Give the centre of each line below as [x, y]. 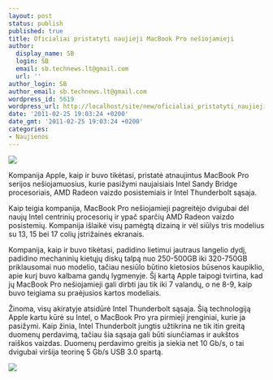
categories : [28, 129]
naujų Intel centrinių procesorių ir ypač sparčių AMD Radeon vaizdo [121, 217]
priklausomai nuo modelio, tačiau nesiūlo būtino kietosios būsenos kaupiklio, [136, 267]
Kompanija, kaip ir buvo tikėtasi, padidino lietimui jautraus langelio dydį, [128, 249]
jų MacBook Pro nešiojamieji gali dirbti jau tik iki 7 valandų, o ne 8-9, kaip [130, 284]
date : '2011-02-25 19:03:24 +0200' [69, 114]
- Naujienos [28, 136]
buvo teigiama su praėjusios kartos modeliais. [85, 292]
